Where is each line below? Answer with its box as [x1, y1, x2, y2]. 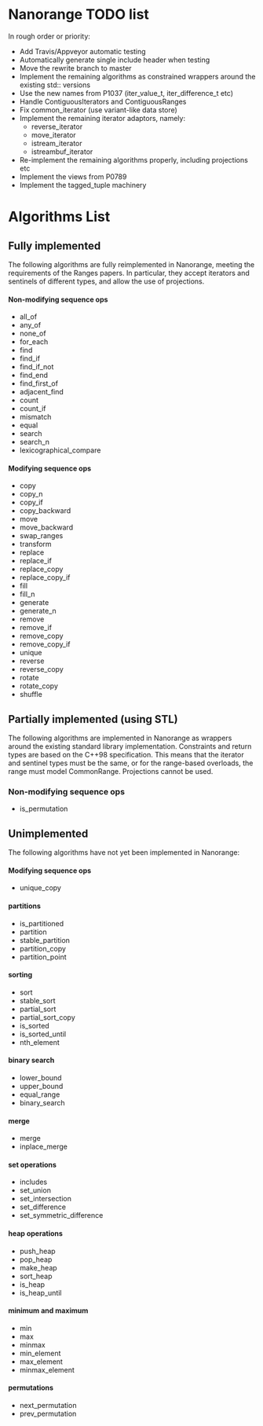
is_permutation [19, 804, 68, 814]
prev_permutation [19, 1409, 77, 1419]
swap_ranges [19, 531, 64, 541]
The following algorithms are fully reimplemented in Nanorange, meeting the [8, 259, 255, 269]
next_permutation [19, 1401, 77, 1410]
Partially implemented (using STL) [8, 713, 178, 726]
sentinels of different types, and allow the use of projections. [8, 277, 205, 286]
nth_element [19, 1037, 60, 1047]
